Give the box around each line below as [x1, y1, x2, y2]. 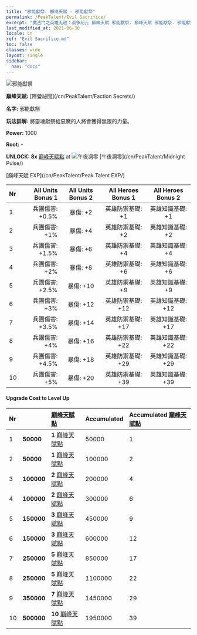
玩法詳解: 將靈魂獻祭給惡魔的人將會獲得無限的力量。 [6, 118, 133, 125]
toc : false [6, 42, 33, 48]
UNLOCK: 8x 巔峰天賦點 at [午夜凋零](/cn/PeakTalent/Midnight [6, 153, 185, 160]
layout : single [6, 52, 43, 58]
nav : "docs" [11, 63, 41, 70]
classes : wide [6, 47, 41, 53]
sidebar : [6, 58, 28, 64]
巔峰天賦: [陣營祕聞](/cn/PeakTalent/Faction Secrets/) [6, 92, 136, 100]
